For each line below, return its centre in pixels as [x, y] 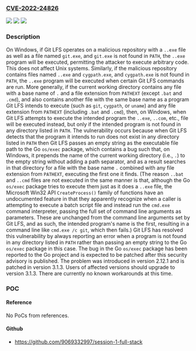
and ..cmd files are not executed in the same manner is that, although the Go [98, 180]
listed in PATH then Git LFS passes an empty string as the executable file [92, 143]
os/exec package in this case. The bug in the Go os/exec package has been [97, 248]
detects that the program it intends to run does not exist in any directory [93, 136]
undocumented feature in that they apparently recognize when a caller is [94, 199]
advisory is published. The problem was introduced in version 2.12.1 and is [95, 261]
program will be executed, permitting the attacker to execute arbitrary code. [97, 62]
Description [23, 37]
